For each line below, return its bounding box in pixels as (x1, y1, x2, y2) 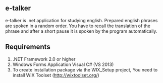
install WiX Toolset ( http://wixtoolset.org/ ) (12, 72, 99, 78)
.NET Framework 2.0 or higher (12, 56, 76, 62)
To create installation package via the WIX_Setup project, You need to (12, 66, 158, 72)
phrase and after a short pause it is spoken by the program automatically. (5, 28, 157, 34)
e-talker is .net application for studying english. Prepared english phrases (5, 17, 158, 23)
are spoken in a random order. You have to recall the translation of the (5, 23, 150, 29)
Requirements (5, 43, 50, 51)
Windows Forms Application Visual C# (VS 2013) (12, 61, 114, 67)
